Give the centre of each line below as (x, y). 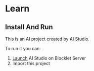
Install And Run (29, 27)
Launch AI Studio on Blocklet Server (49, 58)
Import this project (31, 63)
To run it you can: (23, 48)
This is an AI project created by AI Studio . (47, 39)
